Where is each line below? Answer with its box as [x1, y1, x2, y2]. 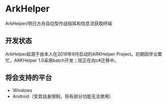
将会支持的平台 [5, 74, 52, 82]
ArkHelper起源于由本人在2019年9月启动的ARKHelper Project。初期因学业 [5, 51, 158, 57]
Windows [12, 87, 32, 93]
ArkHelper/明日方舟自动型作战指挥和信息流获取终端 [5, 20, 112, 26]
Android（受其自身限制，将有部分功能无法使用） [12, 93, 114, 99]
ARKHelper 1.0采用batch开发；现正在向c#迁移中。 [14, 57, 119, 63]
